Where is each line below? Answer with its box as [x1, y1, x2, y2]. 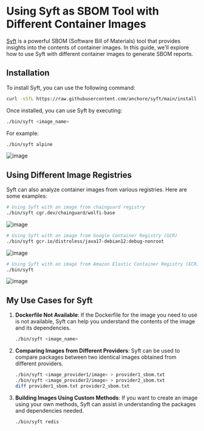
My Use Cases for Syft [6, 295, 93, 305]
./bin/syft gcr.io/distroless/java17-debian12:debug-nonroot [6, 238, 165, 244]
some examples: [6, 193, 47, 200]
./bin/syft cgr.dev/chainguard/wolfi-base [6, 210, 115, 216]
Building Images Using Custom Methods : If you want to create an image [15, 394, 198, 401]
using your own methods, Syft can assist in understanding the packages [15, 400, 196, 408]
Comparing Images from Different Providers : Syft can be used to [15, 347, 180, 354]
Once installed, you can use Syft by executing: [6, 106, 123, 114]
